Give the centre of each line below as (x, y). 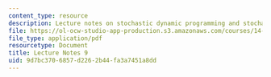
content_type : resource (48, 16)
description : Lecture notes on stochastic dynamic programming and (124, 23)
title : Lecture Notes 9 (48, 53)
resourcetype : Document (48, 46)
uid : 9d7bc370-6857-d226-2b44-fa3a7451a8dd (83, 61)
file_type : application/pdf (56, 38)
